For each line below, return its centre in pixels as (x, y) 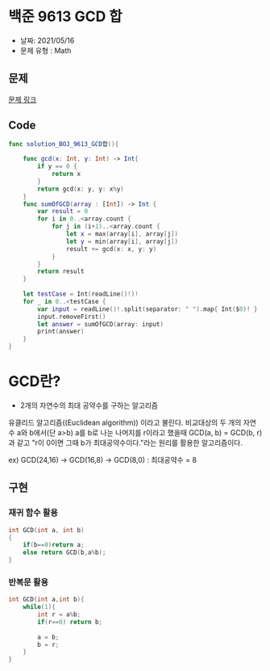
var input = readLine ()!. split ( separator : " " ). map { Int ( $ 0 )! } (147, 309)
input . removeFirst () (72, 317)
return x (66, 174)
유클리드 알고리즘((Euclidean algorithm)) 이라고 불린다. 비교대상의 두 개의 (125, 422)
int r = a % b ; (59, 614)
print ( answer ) (61, 332)
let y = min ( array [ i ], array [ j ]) (122, 241)
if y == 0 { (58, 166)
